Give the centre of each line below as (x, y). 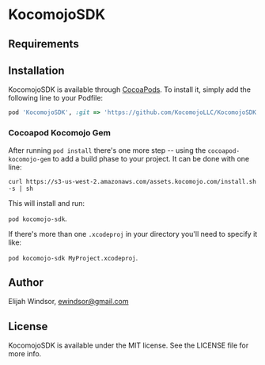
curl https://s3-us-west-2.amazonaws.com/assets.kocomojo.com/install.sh (132, 181)
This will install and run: (47, 203)
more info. (25, 354)
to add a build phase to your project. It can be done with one (151, 158)
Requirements (44, 44)
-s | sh (21, 188)
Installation (36, 70)
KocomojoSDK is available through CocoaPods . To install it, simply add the (130, 89)
